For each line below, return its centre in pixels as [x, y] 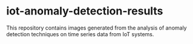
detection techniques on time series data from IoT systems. [80, 34]
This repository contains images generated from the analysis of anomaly [97, 28]
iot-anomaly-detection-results [85, 11]
